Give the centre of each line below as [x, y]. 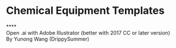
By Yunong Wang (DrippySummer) [48, 39]
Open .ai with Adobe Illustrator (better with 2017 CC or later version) [88, 32]
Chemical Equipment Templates [85, 11]
